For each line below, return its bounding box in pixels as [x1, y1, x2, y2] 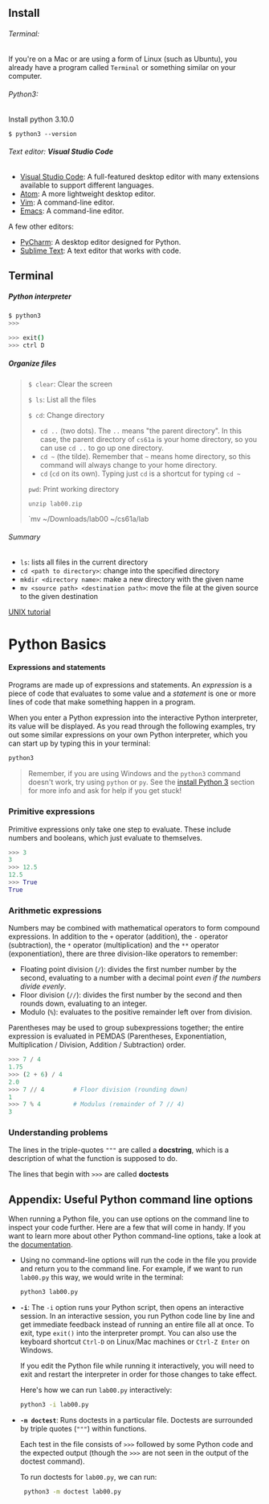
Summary [8, 532, 41, 542]
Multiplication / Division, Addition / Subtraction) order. [8, 1040, 186, 1050]
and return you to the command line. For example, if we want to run [19, 1264, 243, 1274]
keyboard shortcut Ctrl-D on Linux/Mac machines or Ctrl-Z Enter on [19, 1337, 251, 1347]
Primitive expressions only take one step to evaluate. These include [8, 824, 231, 834]
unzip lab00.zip [27, 499, 83, 508]
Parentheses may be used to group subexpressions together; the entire [8, 1023, 244, 1033]
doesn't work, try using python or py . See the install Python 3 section [27, 777, 255, 787]
